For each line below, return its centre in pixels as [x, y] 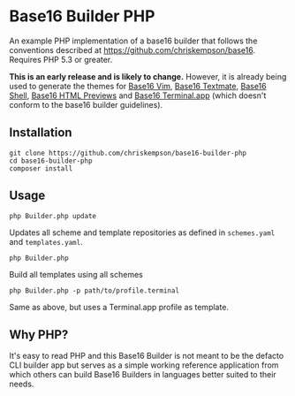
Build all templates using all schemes [76, 274]
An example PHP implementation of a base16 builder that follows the [133, 41]
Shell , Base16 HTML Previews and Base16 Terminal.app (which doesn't [138, 95]
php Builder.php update [53, 216]
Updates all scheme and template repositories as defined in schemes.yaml [142, 232]
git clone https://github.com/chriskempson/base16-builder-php [128, 153]
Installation [41, 133]
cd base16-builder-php [51, 161]
